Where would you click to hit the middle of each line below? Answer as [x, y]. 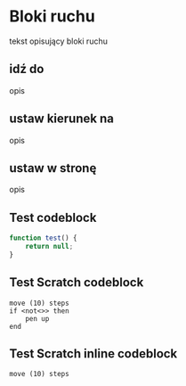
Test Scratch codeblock [77, 283]
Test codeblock [53, 217]
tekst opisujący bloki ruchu [59, 41]
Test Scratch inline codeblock [93, 354]
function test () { [43, 238]
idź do [27, 69]
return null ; [49, 247]
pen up [37, 318]
